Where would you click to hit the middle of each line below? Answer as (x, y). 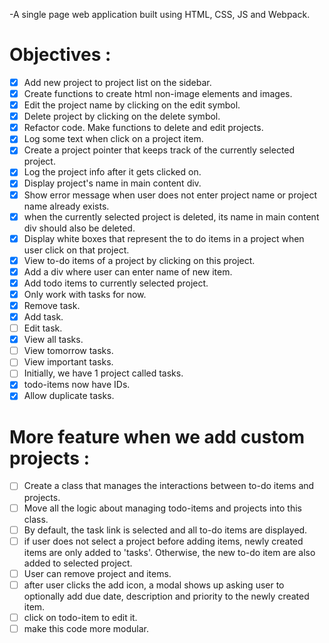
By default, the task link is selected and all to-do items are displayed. (165, 530)
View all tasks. (53, 340)
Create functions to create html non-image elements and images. (158, 93)
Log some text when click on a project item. (113, 139)
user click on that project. (76, 250)
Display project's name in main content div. (112, 183)
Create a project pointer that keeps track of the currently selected (159, 150)
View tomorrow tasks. (68, 351)
